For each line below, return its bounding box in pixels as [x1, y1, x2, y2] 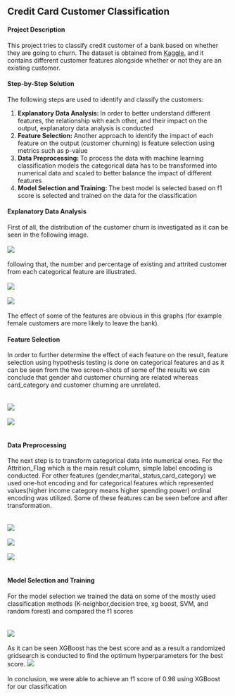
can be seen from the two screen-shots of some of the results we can [7, 366, 210, 374]
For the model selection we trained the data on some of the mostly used [7, 592, 216, 600]
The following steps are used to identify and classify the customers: [7, 95, 204, 104]
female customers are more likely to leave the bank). [7, 319, 160, 327]
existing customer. [7, 63, 61, 72]
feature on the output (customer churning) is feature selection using [17, 139, 215, 147]
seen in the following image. [7, 230, 89, 239]
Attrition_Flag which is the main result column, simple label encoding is [7, 464, 212, 473]
